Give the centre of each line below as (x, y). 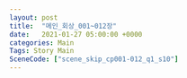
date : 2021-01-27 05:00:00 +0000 (76, 34)
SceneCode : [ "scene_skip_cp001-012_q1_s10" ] (94, 59)
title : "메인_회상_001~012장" (63, 26)
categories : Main (42, 43)
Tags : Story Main (42, 51)
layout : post (34, 17)
